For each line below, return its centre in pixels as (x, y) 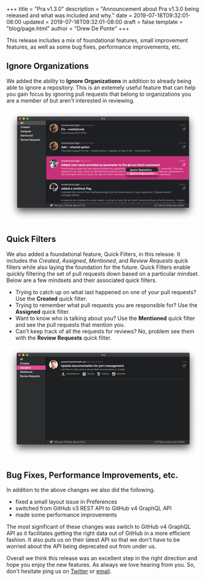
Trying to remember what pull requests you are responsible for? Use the (106, 305)
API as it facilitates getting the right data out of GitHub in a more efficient (98, 533)
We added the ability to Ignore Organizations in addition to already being (99, 81)
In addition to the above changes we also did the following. (81, 490)
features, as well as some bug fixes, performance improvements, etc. (94, 47)
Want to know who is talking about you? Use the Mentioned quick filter (105, 318)
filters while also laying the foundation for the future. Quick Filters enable (99, 267)
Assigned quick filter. (43, 311)
